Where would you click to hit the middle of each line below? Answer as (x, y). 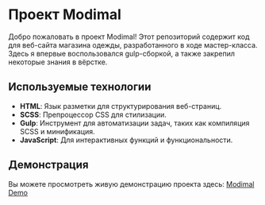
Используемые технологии (80, 87)
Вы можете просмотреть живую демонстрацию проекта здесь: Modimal (132, 184)
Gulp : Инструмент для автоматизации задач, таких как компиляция (134, 123)
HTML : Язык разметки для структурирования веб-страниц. (121, 106)
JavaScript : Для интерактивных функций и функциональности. (126, 140)
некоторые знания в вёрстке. (58, 62)
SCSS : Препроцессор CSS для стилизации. (93, 114)
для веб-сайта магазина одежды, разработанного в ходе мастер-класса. (133, 44)
